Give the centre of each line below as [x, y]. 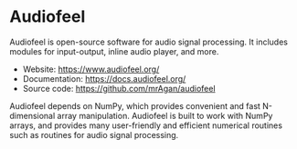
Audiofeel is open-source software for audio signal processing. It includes [148, 42]
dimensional [32, 115]
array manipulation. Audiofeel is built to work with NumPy [165, 115]
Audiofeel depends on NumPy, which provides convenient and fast [135, 105]
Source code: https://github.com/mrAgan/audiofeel [119, 88]
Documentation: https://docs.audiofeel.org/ [104, 78]
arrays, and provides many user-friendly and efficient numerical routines [146, 125]
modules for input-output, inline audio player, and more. [114, 51]
